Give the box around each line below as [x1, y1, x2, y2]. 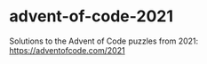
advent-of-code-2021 [9, 6, 174, 27]
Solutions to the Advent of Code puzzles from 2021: [9, 36, 199, 46]
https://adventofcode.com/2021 [9, 44, 126, 55]
